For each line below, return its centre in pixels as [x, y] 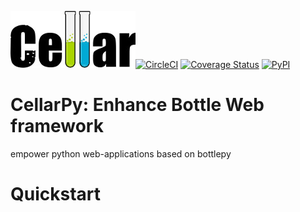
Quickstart [56, 194]
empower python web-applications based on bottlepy [121, 153]
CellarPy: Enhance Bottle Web [137, 105]
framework [57, 126]
